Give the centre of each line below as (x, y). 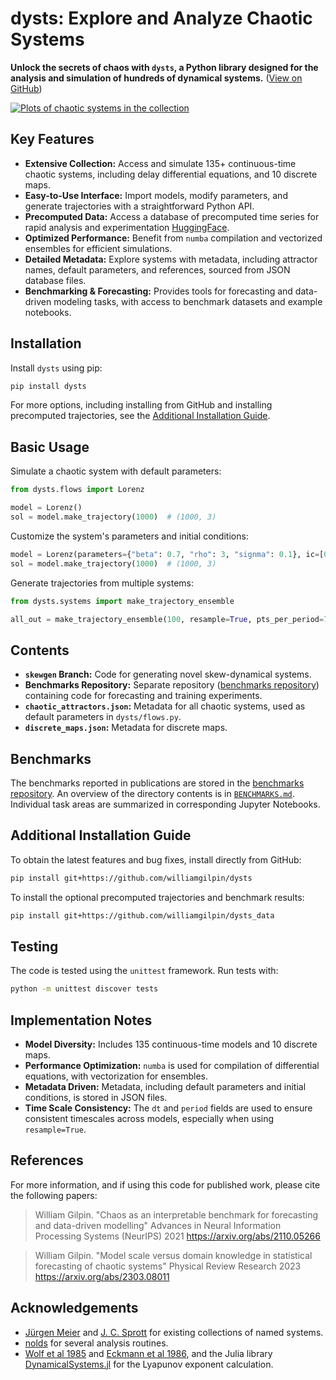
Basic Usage (50, 447)
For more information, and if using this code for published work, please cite (165, 1184)
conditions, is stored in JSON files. (96, 1098)
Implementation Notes (81, 1020)
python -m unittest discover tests (84, 989)
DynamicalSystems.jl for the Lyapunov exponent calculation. (149, 1364)
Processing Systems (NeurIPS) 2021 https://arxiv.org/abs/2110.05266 (177, 1236)
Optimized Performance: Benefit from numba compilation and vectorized (173, 238)
